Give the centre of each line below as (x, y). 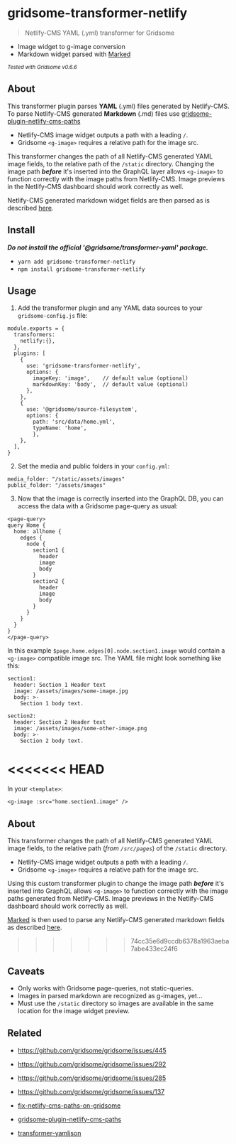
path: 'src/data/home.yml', (74, 422)
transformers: (34, 335)
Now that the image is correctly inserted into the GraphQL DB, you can (120, 498)
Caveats (26, 971)
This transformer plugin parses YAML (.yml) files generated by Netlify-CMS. (118, 106)
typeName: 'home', (60, 428)
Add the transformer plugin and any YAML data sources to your (110, 308)
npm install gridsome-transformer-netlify (81, 269)
